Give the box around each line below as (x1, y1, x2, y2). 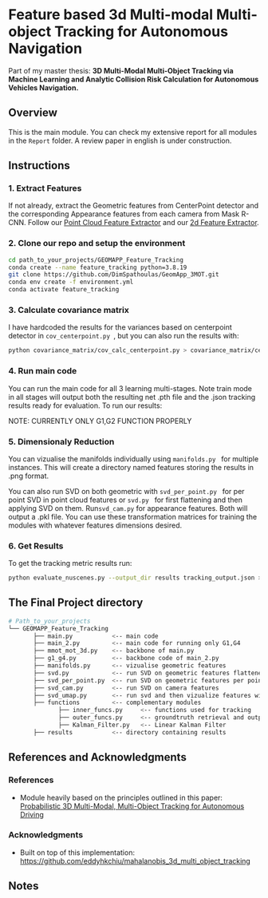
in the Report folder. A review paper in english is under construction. (8, 136, 232, 145)
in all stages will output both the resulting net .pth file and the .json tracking (8, 392, 256, 402)
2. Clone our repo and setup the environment (8, 238, 186, 249)
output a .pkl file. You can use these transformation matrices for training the (8, 512, 258, 521)
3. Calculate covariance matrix (8, 305, 129, 316)
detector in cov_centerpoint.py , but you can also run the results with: (8, 331, 239, 341)
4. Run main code (8, 366, 77, 377)
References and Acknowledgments (8, 750, 187, 764)
